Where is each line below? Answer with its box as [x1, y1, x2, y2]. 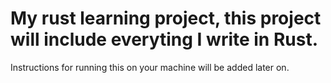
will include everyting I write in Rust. [10, 28, 319, 51]
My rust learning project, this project [10, 7, 322, 30]
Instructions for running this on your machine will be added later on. [10, 61, 290, 73]
